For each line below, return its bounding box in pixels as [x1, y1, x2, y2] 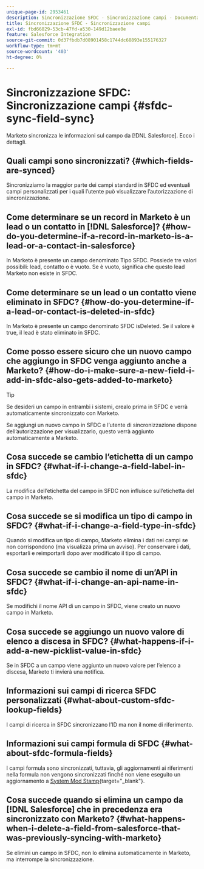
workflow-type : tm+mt [6, 43, 61, 49]
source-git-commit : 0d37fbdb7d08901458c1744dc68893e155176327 [6, 37, 167, 43]
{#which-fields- [131, 156, 194, 166]
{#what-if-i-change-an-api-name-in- [34, 576, 179, 587]
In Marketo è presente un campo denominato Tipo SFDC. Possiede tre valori [6, 257, 197, 264]
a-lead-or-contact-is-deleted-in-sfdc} [6, 306, 155, 316]
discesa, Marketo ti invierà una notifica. [6, 668, 105, 675]
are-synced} [6, 165, 56, 175]
